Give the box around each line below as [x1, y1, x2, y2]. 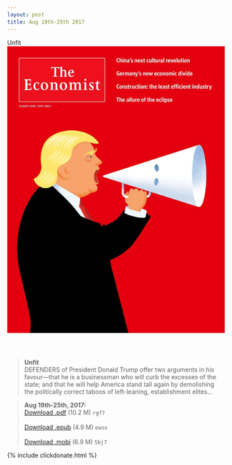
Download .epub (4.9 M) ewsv [23, 423, 108, 431]
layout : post [7, 11, 45, 18]
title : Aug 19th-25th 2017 [7, 18, 85, 26]
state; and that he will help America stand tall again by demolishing [23, 380, 215, 388]
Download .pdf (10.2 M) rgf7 [23, 408, 106, 417]
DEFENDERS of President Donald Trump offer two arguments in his [23, 365, 215, 374]
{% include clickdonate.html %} [7, 450, 97, 459]
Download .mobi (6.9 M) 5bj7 [23, 437, 107, 446]
